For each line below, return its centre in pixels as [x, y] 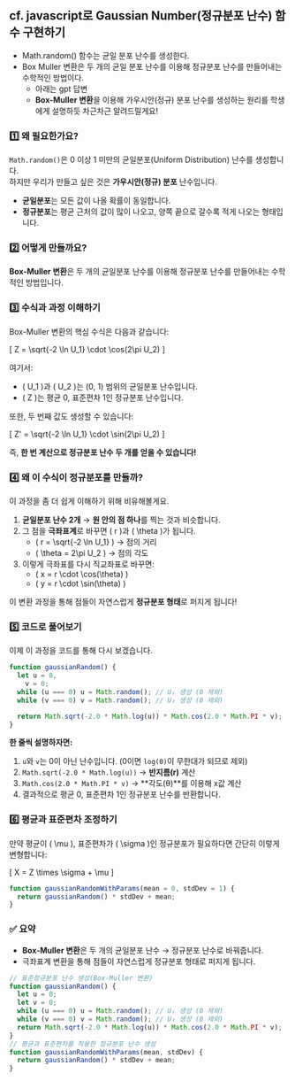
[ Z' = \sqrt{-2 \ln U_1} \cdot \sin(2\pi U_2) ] [87, 434]
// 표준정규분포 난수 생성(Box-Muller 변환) [81, 978]
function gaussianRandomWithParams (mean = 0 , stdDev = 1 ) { [122, 888]
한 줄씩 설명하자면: [41, 743]
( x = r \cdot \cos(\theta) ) [82, 574]
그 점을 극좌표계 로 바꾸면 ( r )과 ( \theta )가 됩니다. [109, 531]
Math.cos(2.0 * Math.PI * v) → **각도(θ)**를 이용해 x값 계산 [132, 784]
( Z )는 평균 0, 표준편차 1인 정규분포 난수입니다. [102, 398]
